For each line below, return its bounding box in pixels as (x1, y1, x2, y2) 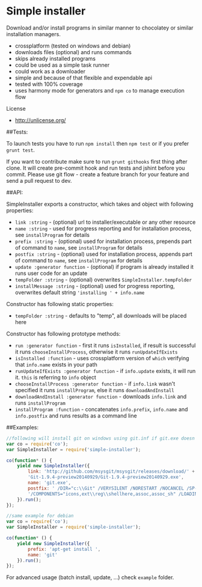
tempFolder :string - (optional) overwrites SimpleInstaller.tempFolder (14, 275, 192, 283)
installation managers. (6, 30, 61, 37)
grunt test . (6, 146, 35, 153)
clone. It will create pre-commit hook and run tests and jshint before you (6, 164, 185, 171)
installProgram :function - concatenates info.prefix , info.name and (14, 405, 188, 413)
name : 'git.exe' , (28, 480, 71, 486)
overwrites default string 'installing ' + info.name (14, 289, 145, 296)
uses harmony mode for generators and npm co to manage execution (14, 87, 185, 94)
